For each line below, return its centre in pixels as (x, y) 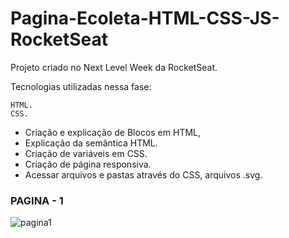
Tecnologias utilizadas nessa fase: (81, 86)
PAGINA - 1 (37, 200)
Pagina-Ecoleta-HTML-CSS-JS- (145, 18)
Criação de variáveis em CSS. (86, 153)
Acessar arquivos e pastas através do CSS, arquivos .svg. (143, 174)
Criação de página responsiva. (88, 164)
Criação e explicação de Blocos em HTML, (113, 132)
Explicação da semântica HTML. (91, 143)
